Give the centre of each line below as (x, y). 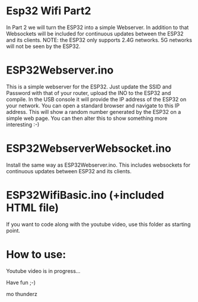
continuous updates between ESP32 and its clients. (69, 171)
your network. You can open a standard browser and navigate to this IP (93, 106)
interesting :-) (23, 124)
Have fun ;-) (21, 282)
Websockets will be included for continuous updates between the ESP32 (95, 33)
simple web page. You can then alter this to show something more (87, 118)
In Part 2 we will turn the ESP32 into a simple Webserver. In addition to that (98, 27)
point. (13, 230)
